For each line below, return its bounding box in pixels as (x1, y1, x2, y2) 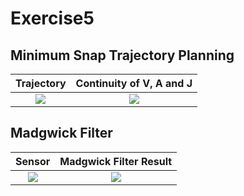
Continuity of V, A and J (75, 77, 193, 90)
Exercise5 (10, 7, 95, 30)
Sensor (15, 154, 51, 168)
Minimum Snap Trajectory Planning (10, 47, 235, 64)
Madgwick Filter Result (59, 154, 173, 168)
